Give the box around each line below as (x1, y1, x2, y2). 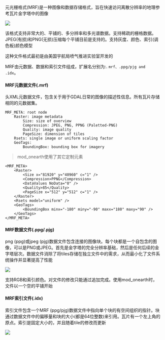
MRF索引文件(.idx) (5, 296, 43, 301)
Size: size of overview (23, 119, 71, 124)
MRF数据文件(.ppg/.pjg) (5, 226, 55, 232)
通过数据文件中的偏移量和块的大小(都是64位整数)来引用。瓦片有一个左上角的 (5, 313, 161, 319)
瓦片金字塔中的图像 (9, 10, 48, 16)
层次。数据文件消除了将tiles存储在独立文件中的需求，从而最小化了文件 (13, 251, 156, 257)
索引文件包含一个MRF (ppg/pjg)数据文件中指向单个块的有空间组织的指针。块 (5, 307, 160, 313)
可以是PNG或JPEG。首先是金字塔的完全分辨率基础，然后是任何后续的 (13, 245, 155, 251)
